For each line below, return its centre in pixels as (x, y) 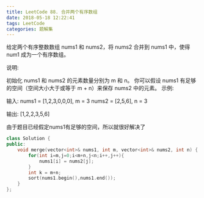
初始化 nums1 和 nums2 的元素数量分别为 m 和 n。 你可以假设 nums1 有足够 (101, 80)
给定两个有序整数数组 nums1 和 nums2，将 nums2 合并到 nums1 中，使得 (98, 47)
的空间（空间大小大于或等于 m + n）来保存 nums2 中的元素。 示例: (90, 88)
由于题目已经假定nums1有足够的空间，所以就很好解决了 (76, 127)
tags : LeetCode (26, 23)
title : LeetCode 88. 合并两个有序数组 (52, 12)
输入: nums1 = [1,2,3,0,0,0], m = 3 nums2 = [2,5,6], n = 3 (77, 101)
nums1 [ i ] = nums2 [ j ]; (67, 161)
